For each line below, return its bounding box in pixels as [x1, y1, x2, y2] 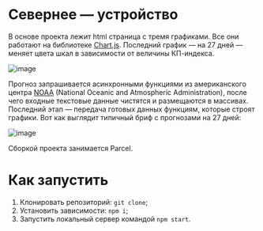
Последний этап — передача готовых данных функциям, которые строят [8, 104, 255, 114]
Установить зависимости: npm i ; [19, 206, 129, 215]
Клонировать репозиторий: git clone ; [19, 197, 148, 206]
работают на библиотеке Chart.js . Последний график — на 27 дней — [8, 40, 243, 49]
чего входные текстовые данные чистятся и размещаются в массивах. [8, 96, 249, 105]
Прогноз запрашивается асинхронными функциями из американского [8, 79, 247, 89]
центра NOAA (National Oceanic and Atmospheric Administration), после [8, 87, 247, 97]
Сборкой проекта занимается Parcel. [8, 143, 133, 153]
